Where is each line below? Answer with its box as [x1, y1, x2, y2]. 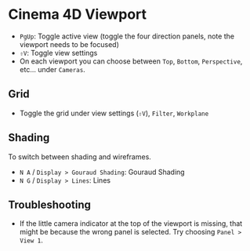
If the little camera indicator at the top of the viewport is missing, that [19, 219, 243, 228]
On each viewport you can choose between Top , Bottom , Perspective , [19, 56, 243, 66]
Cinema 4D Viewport [8, 5, 147, 24]
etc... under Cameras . [19, 64, 86, 74]
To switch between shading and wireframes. [8, 151, 151, 162]
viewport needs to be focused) [19, 39, 120, 49]
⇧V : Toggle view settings [19, 48, 98, 57]
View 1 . [19, 235, 43, 245]
